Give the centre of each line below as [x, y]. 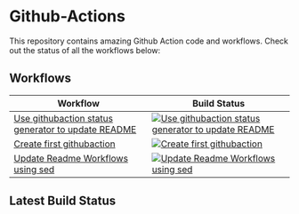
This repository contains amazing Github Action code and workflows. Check [149, 41]
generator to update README [75, 129]
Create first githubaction [65, 144]
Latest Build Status [63, 201]
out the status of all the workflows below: [85, 50]
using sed [34, 169]
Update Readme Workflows [71, 158]
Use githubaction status [64, 118]
